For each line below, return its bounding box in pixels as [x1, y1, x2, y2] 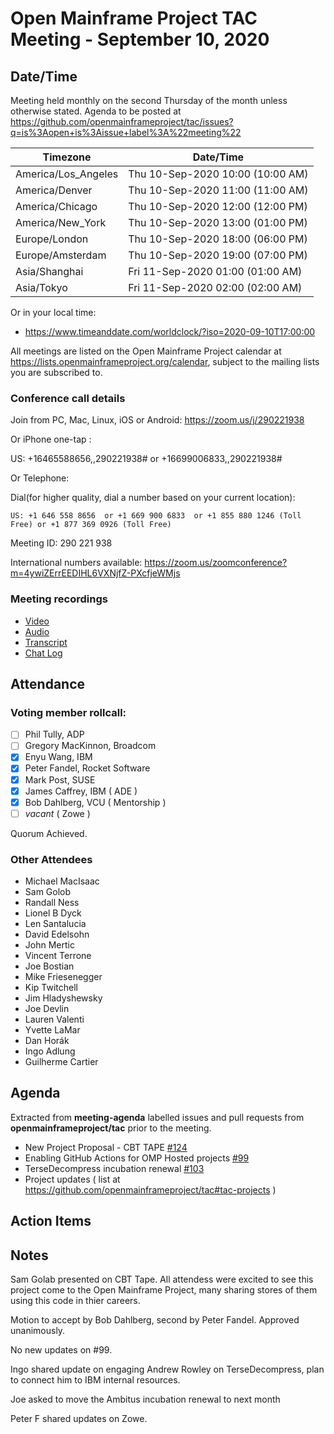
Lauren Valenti [24, 1013, 85, 1026]
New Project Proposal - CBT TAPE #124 [24, 1141, 188, 1153]
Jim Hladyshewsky [24, 992, 103, 1004]
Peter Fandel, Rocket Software [24, 762, 151, 774]
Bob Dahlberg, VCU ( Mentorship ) [24, 796, 167, 808]
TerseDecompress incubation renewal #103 [24, 1162, 205, 1174]
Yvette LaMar [24, 1024, 81, 1036]
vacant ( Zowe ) [24, 807, 91, 819]
